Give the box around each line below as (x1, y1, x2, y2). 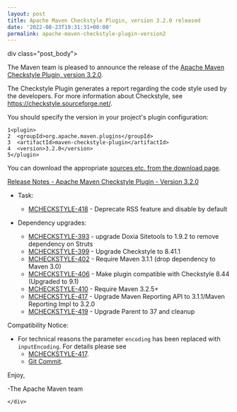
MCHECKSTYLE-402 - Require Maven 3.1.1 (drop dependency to (28, 255, 216, 264)
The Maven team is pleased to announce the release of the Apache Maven (7, 63, 225, 71)
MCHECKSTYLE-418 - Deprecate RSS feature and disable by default (28, 205, 228, 213)
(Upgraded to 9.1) (28, 277, 79, 286)
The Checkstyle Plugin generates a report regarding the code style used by (7, 84, 228, 93)
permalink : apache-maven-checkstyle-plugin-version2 (7, 30, 166, 37)
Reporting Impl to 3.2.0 (28, 300, 96, 308)
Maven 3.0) (28, 262, 62, 271)
